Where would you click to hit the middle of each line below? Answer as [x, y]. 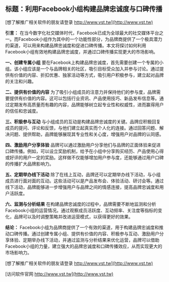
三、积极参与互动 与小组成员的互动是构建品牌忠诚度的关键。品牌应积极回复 [83, 121]
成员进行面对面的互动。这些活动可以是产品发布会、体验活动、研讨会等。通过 [84, 181]
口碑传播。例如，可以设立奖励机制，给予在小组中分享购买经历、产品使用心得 [84, 151]
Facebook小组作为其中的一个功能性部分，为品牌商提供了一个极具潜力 [90, 39]
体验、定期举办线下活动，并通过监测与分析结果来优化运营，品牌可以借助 [84, 240]
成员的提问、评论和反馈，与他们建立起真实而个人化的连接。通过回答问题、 [82, 128]
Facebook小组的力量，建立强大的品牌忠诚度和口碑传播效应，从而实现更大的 [84, 246]
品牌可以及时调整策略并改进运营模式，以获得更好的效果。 [73, 217]
